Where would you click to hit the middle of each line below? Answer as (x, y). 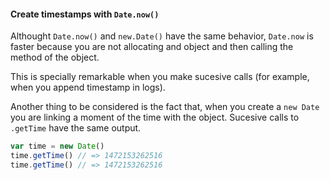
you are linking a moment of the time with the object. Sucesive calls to (155, 117)
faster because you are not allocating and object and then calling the (152, 47)
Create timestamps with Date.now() (85, 14)
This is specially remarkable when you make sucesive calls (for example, (160, 77)
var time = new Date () (57, 146)
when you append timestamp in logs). (88, 87)
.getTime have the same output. (76, 128)
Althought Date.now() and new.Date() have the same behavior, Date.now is (162, 36)
